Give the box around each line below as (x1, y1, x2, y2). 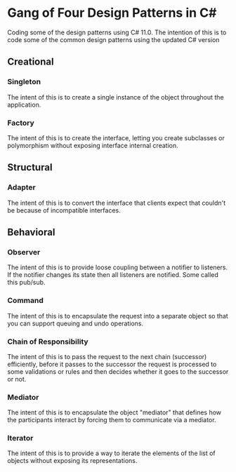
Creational (7, 56, 54, 68)
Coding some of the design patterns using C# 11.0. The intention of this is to (7, 28, 227, 36)
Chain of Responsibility (7, 337, 89, 346)
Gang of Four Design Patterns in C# (7, 5, 217, 21)
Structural (7, 161, 53, 173)
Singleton (7, 77, 41, 87)
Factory (7, 118, 35, 128)
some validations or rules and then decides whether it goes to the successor (7, 367, 229, 376)
